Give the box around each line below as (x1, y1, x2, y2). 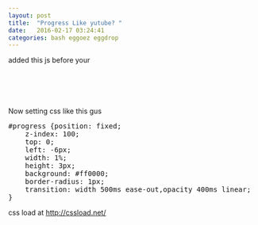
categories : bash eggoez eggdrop (8, 33, 119, 42)
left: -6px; (25, 146, 71, 154)
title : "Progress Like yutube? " (8, 19, 123, 27)
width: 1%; (25, 154, 67, 162)
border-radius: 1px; (25, 177, 105, 186)
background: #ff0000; (25, 170, 110, 178)
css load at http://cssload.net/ (8, 208, 106, 218)
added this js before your (8, 55, 90, 65)
